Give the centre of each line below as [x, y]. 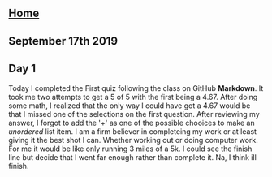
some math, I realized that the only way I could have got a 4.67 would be [130, 106]
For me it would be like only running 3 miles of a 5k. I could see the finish [130, 149]
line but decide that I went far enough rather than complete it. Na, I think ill [133, 157]
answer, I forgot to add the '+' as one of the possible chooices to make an [132, 123]
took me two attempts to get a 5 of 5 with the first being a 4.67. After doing [133, 97]
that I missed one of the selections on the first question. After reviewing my [134, 114]
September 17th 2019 [63, 41]
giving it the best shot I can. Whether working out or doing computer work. [133, 140]
